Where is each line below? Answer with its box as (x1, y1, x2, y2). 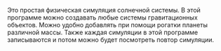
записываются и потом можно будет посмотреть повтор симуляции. (7, 36, 215, 44)
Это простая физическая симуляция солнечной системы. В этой (7, 6, 201, 14)
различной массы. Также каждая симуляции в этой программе (7, 28, 199, 36)
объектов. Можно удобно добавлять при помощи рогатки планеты (7, 21, 208, 29)
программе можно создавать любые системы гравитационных (7, 13, 198, 22)
